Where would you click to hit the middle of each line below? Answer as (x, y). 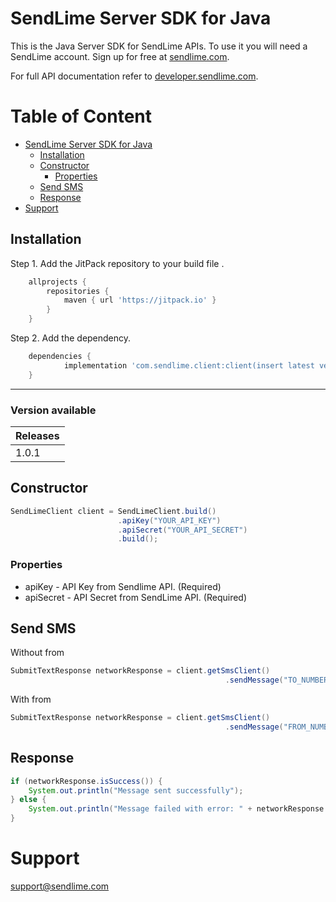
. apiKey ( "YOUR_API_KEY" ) (169, 520)
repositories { (78, 291)
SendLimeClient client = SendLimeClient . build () (113, 511)
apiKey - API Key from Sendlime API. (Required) (123, 586)
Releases (37, 435)
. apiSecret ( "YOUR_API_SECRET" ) (182, 530)
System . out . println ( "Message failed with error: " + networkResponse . (178, 809)
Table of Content (81, 116)
